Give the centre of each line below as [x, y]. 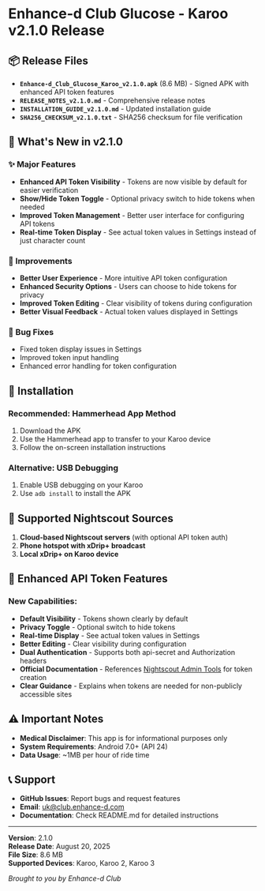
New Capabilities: [43, 601]
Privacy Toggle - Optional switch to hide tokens [97, 627]
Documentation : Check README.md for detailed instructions [119, 815]
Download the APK [50, 430]
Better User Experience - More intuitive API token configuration [123, 278]
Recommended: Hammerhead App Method [92, 413]
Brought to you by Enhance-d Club [65, 878]
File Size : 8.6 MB [35, 855]
